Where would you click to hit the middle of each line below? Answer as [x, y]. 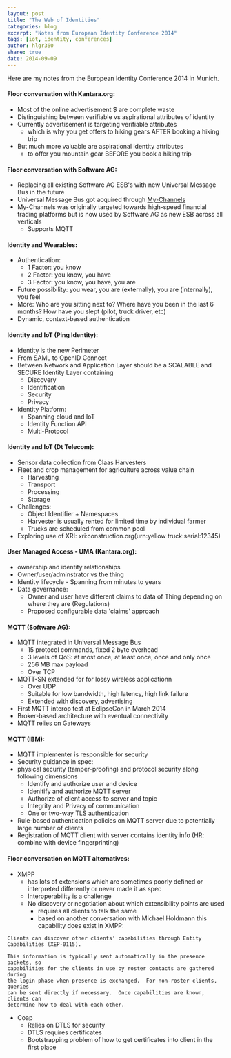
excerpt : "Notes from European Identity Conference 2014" [92, 33]
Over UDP [42, 686]
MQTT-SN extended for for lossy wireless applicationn [94, 680]
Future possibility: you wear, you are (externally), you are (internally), [115, 290]
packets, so [24, 963]
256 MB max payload [58, 664]
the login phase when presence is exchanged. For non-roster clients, [112, 981]
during [17, 974]
